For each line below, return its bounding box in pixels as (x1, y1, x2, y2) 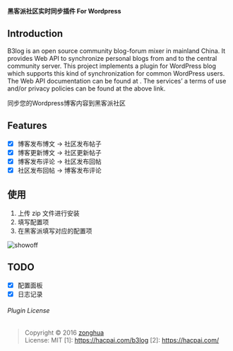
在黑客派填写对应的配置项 (17, 226, 92, 235)
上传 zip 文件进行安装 (17, 209, 80, 217)
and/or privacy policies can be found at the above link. (7, 84, 166, 93)
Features (7, 120, 47, 132)
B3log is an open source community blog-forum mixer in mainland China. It (7, 46, 226, 55)
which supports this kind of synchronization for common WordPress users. (7, 69, 225, 77)
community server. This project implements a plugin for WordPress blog (7, 62, 217, 70)
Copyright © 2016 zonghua (24, 328, 104, 337)
